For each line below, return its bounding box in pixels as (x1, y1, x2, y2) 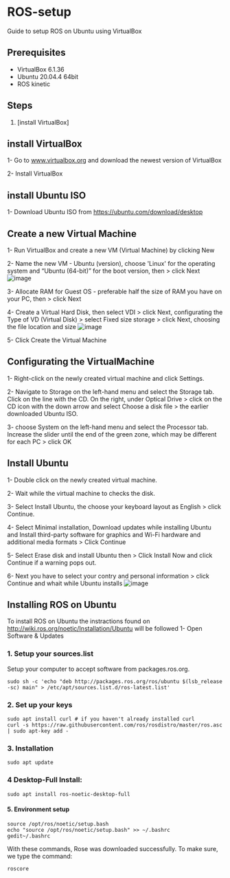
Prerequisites (7, 47, 66, 59)
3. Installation (7, 743, 54, 753)
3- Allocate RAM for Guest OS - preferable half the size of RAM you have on (7, 287, 222, 295)
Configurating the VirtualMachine (7, 356, 154, 368)
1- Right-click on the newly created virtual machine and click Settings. (7, 374, 205, 382)
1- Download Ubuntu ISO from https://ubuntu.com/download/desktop (7, 208, 203, 216)
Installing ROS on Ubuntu (7, 599, 117, 611)
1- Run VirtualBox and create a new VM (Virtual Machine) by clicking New (7, 246, 215, 254)
